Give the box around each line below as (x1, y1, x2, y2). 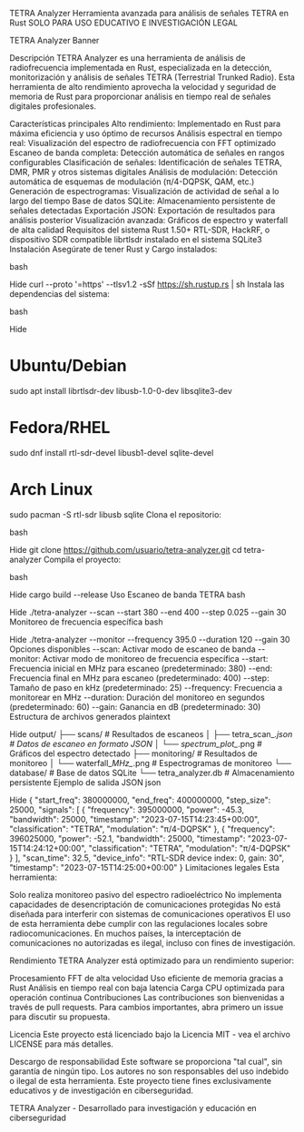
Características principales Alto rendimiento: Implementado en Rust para (9, 118, 281, 129)
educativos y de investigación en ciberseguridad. (9, 1085, 193, 1096)
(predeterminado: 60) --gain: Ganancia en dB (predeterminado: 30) (9, 701, 261, 712)
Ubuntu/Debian (9, 356, 127, 376)
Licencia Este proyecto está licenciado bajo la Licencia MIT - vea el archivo (9, 1029, 290, 1039)
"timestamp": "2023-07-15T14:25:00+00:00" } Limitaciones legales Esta (9, 861, 279, 872)
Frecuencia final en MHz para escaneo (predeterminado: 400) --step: (9, 672, 270, 684)
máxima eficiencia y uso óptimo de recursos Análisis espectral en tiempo (9, 128, 283, 139)
